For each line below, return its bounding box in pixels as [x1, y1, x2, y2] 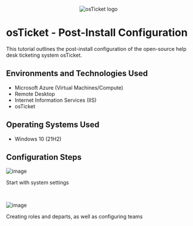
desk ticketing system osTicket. [6, 52, 82, 59]
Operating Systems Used [6, 120, 100, 130]
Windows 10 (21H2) [14, 135, 62, 142]
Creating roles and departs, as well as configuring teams [6, 213, 143, 220]
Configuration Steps [6, 152, 82, 162]
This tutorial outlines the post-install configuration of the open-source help [6, 45, 187, 52]
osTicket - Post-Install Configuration [6, 26, 188, 39]
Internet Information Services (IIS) [14, 97, 97, 104]
